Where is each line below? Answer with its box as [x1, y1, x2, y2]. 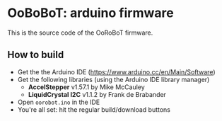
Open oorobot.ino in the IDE [17, 98, 100, 106]
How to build [7, 49, 64, 61]
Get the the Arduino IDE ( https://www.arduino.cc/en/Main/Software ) [17, 67, 216, 76]
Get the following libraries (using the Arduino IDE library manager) [17, 75, 210, 83]
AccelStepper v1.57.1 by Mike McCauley [28, 83, 145, 91]
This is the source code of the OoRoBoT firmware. [7, 28, 153, 37]
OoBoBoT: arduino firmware [7, 5, 175, 21]
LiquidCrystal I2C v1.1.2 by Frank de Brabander [28, 90, 166, 98]
